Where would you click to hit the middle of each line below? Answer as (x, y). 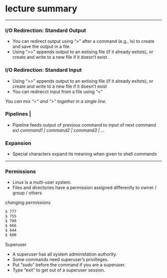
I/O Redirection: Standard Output (46, 30)
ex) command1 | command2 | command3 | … (58, 130)
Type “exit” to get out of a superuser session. (59, 270)
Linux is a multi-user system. (42, 182)
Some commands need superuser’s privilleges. (60, 259)
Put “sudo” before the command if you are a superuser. (69, 265)
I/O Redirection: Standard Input (43, 70)
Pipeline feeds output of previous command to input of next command (84, 125)
